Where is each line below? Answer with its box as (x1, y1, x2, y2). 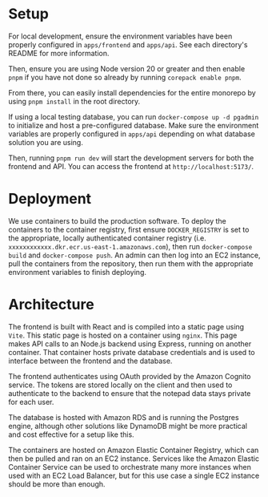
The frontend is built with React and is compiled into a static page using (8, 321, 245, 331)
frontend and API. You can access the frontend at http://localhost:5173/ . (8, 161, 254, 171)
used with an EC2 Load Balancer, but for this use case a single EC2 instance (8, 471, 260, 480)
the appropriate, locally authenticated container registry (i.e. (8, 233, 206, 243)
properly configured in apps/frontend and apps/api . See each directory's (8, 39, 248, 49)
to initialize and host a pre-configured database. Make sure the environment (8, 120, 259, 130)
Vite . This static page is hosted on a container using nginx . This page (8, 330, 238, 340)
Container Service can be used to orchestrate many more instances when (8, 462, 252, 471)
